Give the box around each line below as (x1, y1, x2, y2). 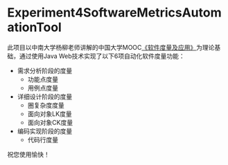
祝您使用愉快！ (7, 150, 50, 158)
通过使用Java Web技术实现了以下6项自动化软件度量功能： (19, 52, 185, 60)
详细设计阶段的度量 (17, 92, 73, 101)
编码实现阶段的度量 (17, 126, 73, 135)
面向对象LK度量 (27, 109, 72, 118)
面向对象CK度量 (27, 118, 73, 126)
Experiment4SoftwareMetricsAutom (7, 5, 222, 21)
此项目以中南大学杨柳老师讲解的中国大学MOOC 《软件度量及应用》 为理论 (7, 43, 215, 51)
